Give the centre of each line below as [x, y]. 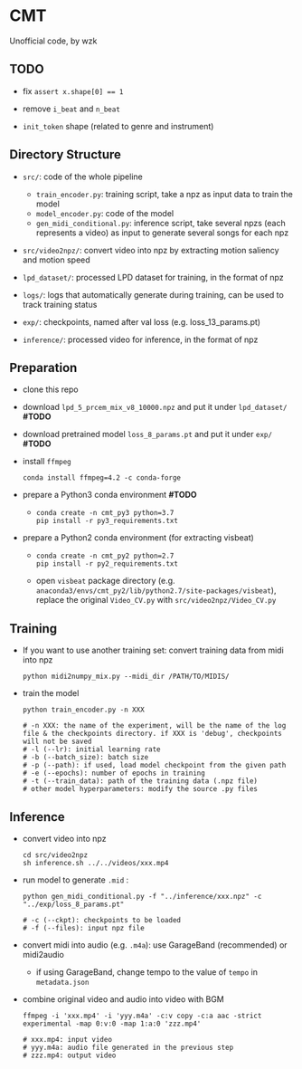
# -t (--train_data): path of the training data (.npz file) [140, 781]
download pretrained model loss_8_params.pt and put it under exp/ [147, 434]
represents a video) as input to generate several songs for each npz [162, 233]
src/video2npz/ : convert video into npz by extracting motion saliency [151, 250]
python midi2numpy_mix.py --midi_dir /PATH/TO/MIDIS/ [126, 677]
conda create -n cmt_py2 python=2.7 [105, 556]
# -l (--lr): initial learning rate [91, 749]
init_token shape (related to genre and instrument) [118, 126]
